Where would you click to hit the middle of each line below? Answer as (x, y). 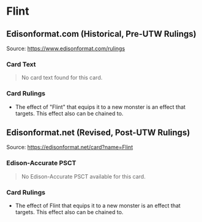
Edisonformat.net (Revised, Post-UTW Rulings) (98, 132)
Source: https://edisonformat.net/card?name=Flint (70, 147)
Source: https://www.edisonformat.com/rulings (66, 48)
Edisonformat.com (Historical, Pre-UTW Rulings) (102, 34)
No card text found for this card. (62, 78)
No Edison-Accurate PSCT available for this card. (83, 176)
